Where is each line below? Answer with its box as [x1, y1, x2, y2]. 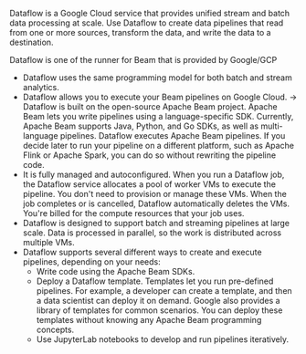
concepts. [36, 324, 75, 335]
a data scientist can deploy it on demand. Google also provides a [36, 296, 280, 306]
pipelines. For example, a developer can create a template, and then [36, 286, 292, 296]
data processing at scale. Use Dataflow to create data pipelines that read [9, 17, 284, 28]
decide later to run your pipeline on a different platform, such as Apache [22, 141, 295, 151]
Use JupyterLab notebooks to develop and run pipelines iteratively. [36, 334, 290, 345]
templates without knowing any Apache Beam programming [36, 315, 262, 325]
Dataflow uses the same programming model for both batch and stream [22, 72, 292, 83]
